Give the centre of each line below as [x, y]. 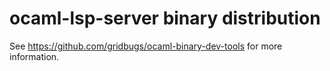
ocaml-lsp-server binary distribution [165, 18]
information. [34, 56]
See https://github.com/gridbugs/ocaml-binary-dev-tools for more [146, 46]
